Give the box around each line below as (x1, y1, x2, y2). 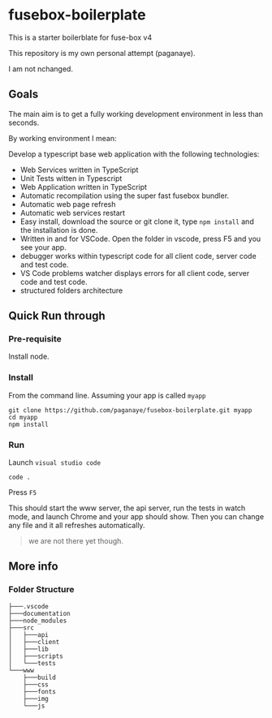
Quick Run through (8, 309, 106, 323)
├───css (23, 680, 49, 689)
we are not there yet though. (28, 536, 124, 546)
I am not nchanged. (8, 63, 73, 74)
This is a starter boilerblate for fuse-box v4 (8, 32, 153, 42)
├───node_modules (8, 617, 67, 625)
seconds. (8, 118, 40, 127)
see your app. (19, 242, 67, 252)
